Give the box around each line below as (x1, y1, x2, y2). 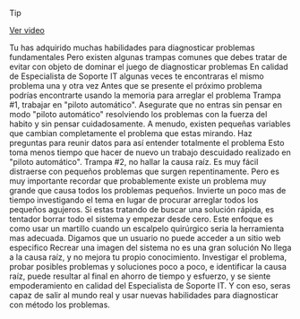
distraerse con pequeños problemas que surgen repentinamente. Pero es (9, 166, 280, 177)
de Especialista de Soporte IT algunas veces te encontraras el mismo (9, 71, 264, 82)
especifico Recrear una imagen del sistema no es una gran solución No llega (9, 242, 292, 253)
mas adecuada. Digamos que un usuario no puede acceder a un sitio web (9, 233, 281, 243)
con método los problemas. (9, 299, 110, 310)
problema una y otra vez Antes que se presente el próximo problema (9, 81, 262, 91)
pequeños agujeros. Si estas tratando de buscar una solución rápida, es (9, 204, 275, 214)
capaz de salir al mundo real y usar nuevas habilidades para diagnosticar (9, 290, 279, 300)
